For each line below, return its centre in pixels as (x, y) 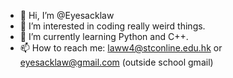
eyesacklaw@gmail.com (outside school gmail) (116, 62)
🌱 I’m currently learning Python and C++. (104, 36)
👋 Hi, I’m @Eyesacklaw (67, 15)
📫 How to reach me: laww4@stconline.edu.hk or (121, 48)
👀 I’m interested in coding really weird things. (112, 26)
